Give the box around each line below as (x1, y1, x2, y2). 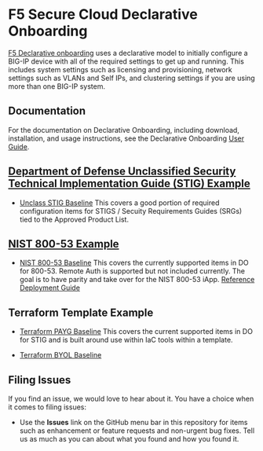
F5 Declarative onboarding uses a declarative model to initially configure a (8, 48, 249, 57)
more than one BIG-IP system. (8, 81, 106, 91)
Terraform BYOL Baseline (19, 350, 102, 360)
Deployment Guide (19, 283, 81, 292)
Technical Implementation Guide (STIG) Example (8, 177, 251, 190)
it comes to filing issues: (8, 402, 87, 412)
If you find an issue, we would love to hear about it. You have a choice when (8, 394, 254, 403)
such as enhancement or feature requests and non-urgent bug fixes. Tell (19, 426, 255, 435)
